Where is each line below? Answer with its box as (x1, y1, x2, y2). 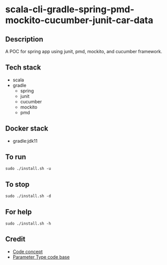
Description (5, 35, 43, 43)
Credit (5, 235, 25, 244)
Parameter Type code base (12, 254, 70, 260)
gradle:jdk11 (12, 138, 38, 144)
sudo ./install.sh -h (5, 221, 51, 226)
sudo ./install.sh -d (5, 193, 51, 199)
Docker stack (5, 124, 48, 133)
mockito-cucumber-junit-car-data (5, 14, 154, 26)
